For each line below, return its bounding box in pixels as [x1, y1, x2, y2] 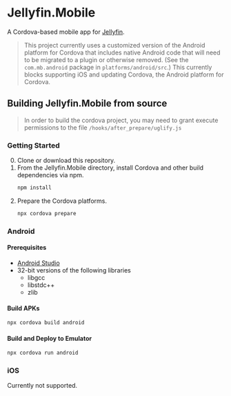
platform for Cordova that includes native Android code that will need [23, 48, 221, 57]
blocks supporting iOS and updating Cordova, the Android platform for [23, 70, 224, 79]
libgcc [27, 273, 46, 281]
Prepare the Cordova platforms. [17, 197, 107, 205]
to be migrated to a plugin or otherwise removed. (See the [23, 55, 189, 63]
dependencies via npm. [17, 171, 84, 179]
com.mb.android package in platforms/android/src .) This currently [23, 63, 212, 71]
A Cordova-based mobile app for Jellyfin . [7, 28, 125, 36]
